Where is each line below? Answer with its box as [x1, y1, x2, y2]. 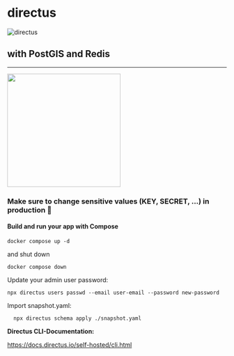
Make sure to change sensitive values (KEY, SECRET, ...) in [7, 196, 210, 206]
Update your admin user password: [7, 275, 109, 284]
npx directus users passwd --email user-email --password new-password [7, 289, 219, 296]
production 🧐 [7, 205, 52, 215]
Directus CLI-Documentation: [7, 327, 95, 335]
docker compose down [7, 263, 68, 270]
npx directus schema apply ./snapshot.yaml [13, 315, 141, 322]
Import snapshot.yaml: [7, 301, 72, 309]
